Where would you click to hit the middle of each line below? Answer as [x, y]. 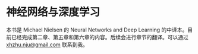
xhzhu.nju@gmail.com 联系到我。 [47, 45]
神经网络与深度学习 [53, 12]
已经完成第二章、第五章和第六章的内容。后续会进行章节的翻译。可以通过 [100, 37]
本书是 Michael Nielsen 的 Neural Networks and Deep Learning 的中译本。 [97, 30]
